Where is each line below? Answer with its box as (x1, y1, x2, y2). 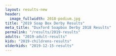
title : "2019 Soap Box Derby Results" (5, 20, 85, 26)
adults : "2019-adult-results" (5, 35, 68, 39)
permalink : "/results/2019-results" (5, 30, 80, 35)
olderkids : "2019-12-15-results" (5, 43, 74, 48)
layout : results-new (5, 7, 48, 12)
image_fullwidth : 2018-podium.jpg (9, 16, 80, 21)
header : (5, 12, 21, 17)
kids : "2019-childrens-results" (5, 39, 72, 44)
